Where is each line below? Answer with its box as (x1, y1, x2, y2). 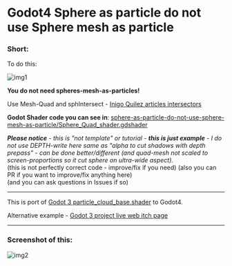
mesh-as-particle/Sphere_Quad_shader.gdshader (7, 121, 148, 129)
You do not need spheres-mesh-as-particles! (7, 86, 140, 95)
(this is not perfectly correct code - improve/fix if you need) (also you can (7, 164, 217, 172)
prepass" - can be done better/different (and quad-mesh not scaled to (7, 149, 209, 157)
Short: (7, 44, 29, 54)
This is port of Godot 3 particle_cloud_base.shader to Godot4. (7, 198, 183, 207)
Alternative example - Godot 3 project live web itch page (7, 211, 168, 220)
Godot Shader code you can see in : (7, 113, 110, 122)
